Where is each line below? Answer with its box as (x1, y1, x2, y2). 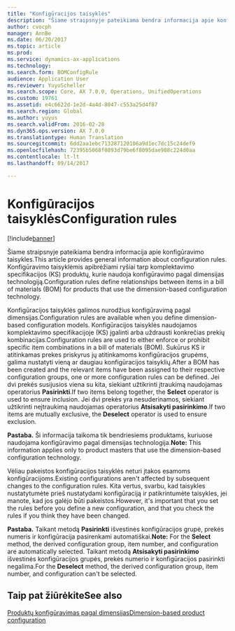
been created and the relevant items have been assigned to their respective (7, 365, 225, 374)
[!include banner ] (7, 234, 55, 242)
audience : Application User (7, 75, 90, 83)
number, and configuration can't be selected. (7, 569, 138, 578)
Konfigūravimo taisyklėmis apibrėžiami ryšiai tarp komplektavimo (7, 262, 194, 271)
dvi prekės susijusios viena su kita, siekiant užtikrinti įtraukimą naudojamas (7, 380, 222, 388)
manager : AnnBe (7, 29, 52, 37)
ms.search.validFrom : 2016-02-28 (7, 120, 105, 128)
